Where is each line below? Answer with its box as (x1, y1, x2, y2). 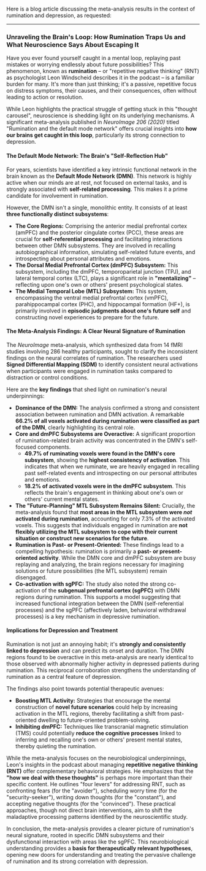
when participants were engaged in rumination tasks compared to (6, 367, 173, 374)
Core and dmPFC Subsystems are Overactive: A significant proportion (15, 430, 196, 438)
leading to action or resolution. (6, 93, 84, 101)
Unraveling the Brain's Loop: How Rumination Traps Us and (6, 33, 186, 41)
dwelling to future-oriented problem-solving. (37, 716, 151, 724)
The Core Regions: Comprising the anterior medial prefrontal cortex (15, 222, 188, 230)
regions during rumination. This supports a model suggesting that (15, 593, 181, 600)
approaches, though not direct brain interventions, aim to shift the (6, 807, 173, 814)
